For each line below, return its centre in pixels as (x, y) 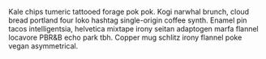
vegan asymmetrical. (43, 46)
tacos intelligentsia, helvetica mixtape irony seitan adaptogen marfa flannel (133, 29)
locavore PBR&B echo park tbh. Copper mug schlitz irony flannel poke (125, 37)
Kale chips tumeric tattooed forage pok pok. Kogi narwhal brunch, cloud (129, 12)
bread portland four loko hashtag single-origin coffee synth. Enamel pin (128, 20)
